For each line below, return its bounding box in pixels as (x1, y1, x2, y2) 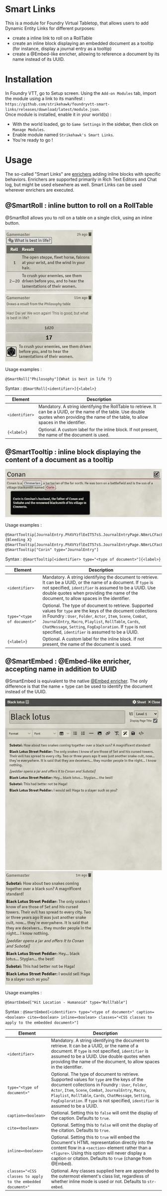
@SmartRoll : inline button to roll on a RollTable (5, 201, 153, 210)
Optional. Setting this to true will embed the (51, 1134, 140, 1140)
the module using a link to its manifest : (5, 95, 85, 101)
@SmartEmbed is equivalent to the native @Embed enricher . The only (5, 678, 148, 684)
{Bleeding (5, 537, 26, 542)
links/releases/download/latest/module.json (5, 107, 99, 112)
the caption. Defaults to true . (51, 1115, 110, 1121)
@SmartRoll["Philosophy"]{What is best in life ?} (5, 376, 112, 381)
